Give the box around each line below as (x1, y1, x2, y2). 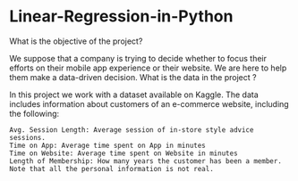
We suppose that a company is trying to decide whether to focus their (9, 53, 267, 63)
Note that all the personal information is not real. (9, 164, 215, 173)
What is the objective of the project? (9, 36, 143, 46)
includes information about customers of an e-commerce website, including (9, 98, 289, 109)
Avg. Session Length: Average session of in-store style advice (9, 125, 254, 135)
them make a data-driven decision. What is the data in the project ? (9, 71, 257, 82)
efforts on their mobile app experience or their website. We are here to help (9, 62, 287, 73)
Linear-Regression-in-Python (9, 6, 234, 27)
